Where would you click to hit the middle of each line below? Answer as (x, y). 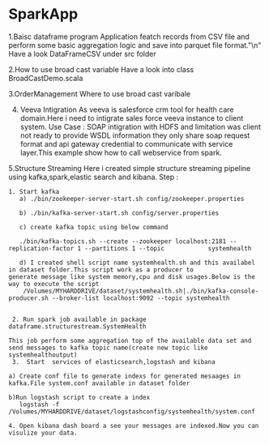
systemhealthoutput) (43, 355)
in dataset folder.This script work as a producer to (101, 270)
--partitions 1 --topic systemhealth (168, 248)
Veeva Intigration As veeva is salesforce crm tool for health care (127, 109)
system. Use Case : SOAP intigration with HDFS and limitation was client (141, 126)
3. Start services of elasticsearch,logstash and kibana (114, 362)
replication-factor (41, 248)
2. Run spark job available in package (79, 319)
